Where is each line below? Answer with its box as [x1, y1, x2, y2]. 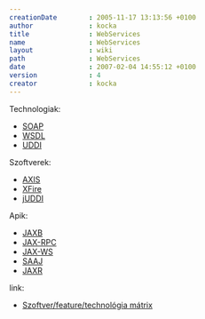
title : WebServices [9, 29, 141, 38]
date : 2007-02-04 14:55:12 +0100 [9, 63, 197, 72]
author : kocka [9, 21, 117, 30]
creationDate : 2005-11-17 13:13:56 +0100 [9, 12, 197, 22]
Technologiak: [9, 103, 61, 114]
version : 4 [9, 71, 101, 80]
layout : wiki [9, 46, 114, 55]
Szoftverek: [9, 156, 51, 167]
